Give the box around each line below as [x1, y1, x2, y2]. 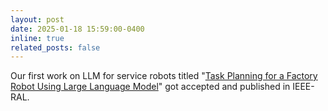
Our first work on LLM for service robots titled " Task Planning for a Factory [10, 70, 318, 82]
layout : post [10, 14, 65, 25]
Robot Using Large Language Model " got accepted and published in [10, 81, 291, 93]
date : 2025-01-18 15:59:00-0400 [10, 24, 145, 34]
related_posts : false [10, 42, 101, 53]
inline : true [10, 33, 65, 43]
